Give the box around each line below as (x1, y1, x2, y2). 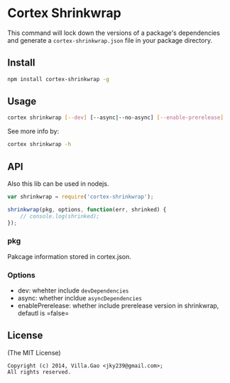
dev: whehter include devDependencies (17, 286, 129, 295)
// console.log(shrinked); (20, 212, 100, 220)
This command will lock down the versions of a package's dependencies (7, 28, 220, 37)
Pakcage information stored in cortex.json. (7, 252, 131, 261)
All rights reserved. (7, 368, 72, 375)
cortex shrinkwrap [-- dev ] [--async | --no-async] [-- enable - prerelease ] (7, 114, 224, 122)
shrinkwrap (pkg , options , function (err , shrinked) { (7, 206, 167, 213)
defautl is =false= (17, 309, 70, 318)
